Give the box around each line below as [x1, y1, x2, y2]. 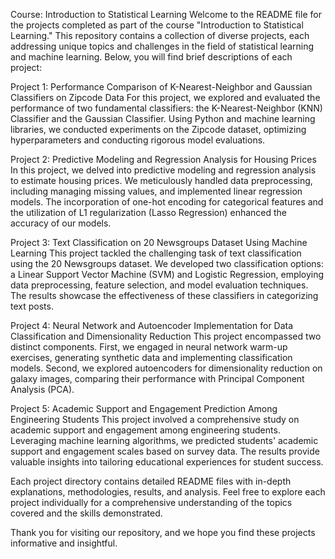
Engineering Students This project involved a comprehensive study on [10, 414, 300, 425]
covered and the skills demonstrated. [10, 507, 163, 519]
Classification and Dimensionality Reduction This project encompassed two [10, 330, 322, 342]
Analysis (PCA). [10, 384, 75, 395]
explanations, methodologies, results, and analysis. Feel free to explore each [10, 486, 326, 498]
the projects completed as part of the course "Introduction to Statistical [10, 19, 304, 31]
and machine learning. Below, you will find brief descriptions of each [10, 51, 293, 63]
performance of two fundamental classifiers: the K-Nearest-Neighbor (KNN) [10, 102, 323, 114]
